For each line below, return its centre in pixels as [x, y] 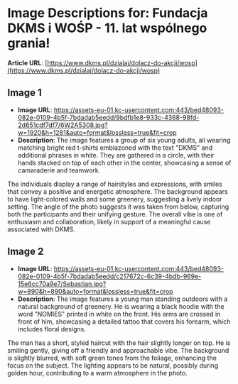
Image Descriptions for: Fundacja [108, 13]
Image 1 [25, 93]
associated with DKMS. [42, 229]
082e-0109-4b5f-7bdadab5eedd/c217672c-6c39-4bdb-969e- [109, 276]
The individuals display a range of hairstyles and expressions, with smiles [115, 184]
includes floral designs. [52, 329]
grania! [29, 43]
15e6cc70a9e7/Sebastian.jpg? [62, 284]
